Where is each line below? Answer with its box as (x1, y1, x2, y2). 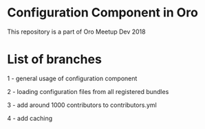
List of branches (7, 51, 102, 67)
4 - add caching (7, 114, 53, 122)
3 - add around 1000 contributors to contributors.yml (7, 101, 157, 109)
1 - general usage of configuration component (7, 74, 138, 82)
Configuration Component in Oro (7, 5, 198, 21)
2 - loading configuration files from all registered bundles (7, 87, 169, 95)
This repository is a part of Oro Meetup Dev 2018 (7, 27, 146, 36)
